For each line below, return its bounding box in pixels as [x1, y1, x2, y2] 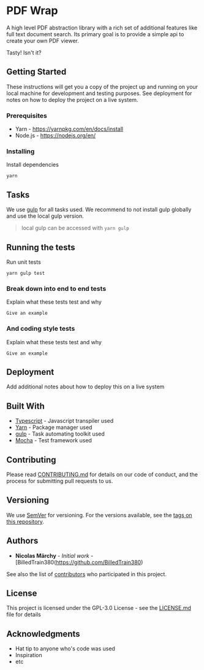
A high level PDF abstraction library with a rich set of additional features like [6, 24, 198, 31]
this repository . [6, 518, 45, 525]
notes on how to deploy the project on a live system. [6, 96, 138, 103]
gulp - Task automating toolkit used [15, 430, 105, 437]
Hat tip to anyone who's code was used [15, 645, 115, 652]
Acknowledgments [6, 628, 81, 639]
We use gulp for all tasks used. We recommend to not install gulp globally [6, 206, 192, 214]
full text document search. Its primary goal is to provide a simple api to [6, 30, 184, 37]
